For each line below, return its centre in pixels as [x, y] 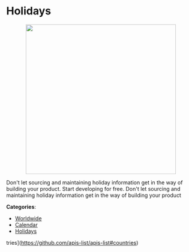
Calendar [26, 224]
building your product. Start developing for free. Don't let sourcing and [93, 189]
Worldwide [28, 218]
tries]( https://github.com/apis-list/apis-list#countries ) [72, 242]
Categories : [21, 207]
